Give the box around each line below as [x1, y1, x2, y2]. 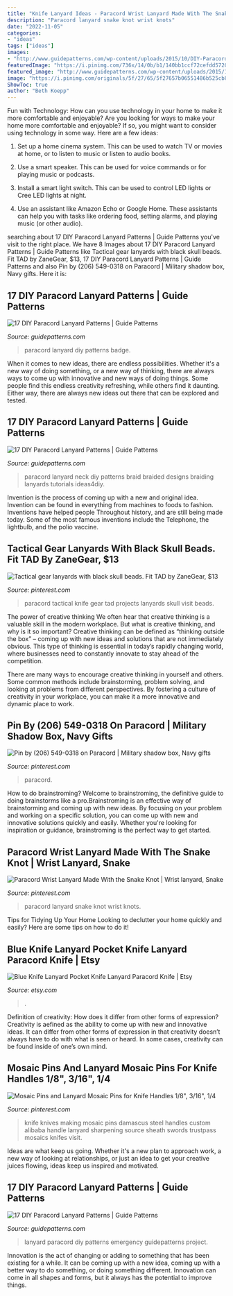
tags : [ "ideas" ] [7, 42, 54, 49]
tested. [7, 396, 28, 404]
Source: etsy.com [7, 986, 58, 994]
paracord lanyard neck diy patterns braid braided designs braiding [24, 472, 214, 481]
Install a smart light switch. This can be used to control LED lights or [17, 184, 212, 192]
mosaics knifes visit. [24, 1133, 83, 1141]
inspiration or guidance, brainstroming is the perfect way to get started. [7, 826, 212, 835]
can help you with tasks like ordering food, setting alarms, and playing [17, 212, 218, 221]
